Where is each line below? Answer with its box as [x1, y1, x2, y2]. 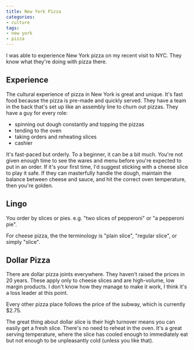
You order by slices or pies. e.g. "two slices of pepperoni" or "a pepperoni [6, 215, 184, 222]
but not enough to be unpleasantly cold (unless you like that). [6, 337, 154, 344]
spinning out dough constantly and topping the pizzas [14, 121, 145, 128]
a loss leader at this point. [6, 290, 68, 297]
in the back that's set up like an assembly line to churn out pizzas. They [6, 103, 178, 110]
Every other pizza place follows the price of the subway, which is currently [6, 301, 186, 308]
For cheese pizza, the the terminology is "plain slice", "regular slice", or [6, 232, 177, 239]
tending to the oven [14, 127, 62, 134]
